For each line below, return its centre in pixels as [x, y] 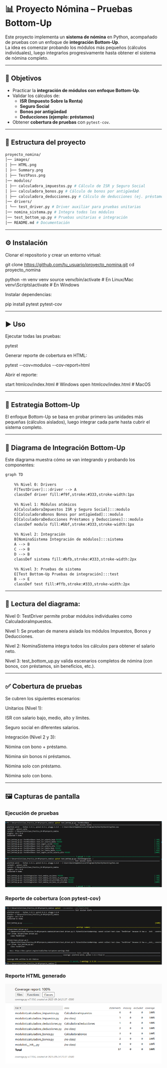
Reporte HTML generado [36, 975]
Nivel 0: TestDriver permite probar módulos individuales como [69, 616]
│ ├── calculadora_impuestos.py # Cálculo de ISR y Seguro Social [75, 186]
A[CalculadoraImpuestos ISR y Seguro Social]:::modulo [72, 510]
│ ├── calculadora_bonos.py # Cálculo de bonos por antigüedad [72, 191]
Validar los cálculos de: [36, 96]
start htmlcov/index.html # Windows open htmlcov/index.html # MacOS [78, 384]
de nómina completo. [27, 58]
